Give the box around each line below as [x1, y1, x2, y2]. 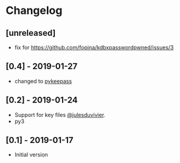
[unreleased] [5, 28, 56, 38]
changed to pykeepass [14, 77, 72, 85]
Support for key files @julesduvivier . [14, 111, 106, 118]
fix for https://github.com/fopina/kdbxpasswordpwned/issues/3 [14, 44, 174, 51]
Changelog [5, 4, 63, 18]
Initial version [14, 151, 48, 158]
